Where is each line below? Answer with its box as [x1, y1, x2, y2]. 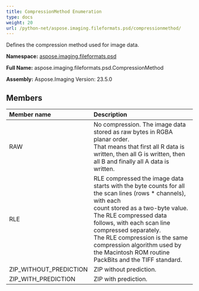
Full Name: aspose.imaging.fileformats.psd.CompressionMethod [6, 64, 164, 72]
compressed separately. [94, 226, 161, 234]
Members [6, 93, 43, 103]
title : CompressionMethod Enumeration [6, 8, 102, 15]
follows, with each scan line [94, 219, 171, 227]
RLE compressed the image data [94, 174, 184, 183]
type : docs [6, 14, 33, 20]
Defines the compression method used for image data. [6, 41, 139, 48]
